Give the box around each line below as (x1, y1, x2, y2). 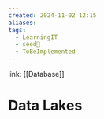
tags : (8, 26, 26, 34)
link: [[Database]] (8, 70, 65, 78)
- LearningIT (15, 33, 58, 41)
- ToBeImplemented (15, 48, 76, 56)
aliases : (8, 19, 37, 27)
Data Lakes (8, 97, 83, 114)
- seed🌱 (15, 41, 41, 49)
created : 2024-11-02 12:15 (8, 11, 97, 20)
